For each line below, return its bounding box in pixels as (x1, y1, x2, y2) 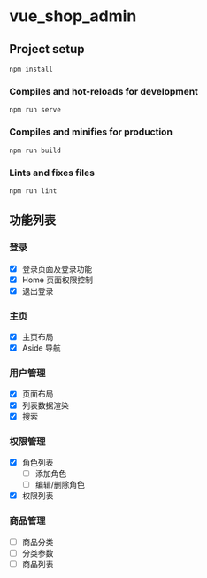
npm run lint (9, 186, 57, 196)
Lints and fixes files (9, 166, 96, 179)
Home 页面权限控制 (21, 274, 93, 285)
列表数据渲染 (21, 400, 69, 411)
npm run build (9, 146, 62, 155)
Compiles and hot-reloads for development (9, 85, 199, 97)
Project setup (9, 42, 86, 57)
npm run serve (9, 105, 62, 114)
